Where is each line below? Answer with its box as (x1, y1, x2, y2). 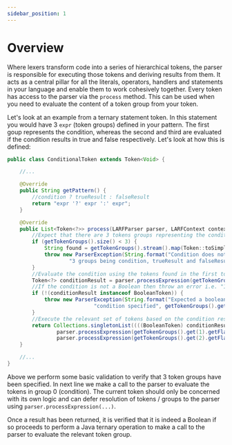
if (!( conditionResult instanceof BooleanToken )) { (32, 290, 184, 297)
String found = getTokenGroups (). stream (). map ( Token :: (43, 245, 206, 252)
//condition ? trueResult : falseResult (32, 194, 150, 201)
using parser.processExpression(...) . (7, 402, 116, 410)
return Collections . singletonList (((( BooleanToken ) (32, 322, 184, 329)
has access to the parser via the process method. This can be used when (7, 92, 215, 100)
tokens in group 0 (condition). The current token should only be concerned (7, 387, 220, 395)
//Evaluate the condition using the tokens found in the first (32, 271, 217, 278)
